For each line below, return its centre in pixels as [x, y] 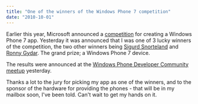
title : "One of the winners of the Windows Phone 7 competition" [88, 12]
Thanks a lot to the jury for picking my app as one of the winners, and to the [99, 82]
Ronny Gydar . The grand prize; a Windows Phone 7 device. [78, 53]
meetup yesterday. [29, 70]
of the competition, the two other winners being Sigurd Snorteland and [92, 46]
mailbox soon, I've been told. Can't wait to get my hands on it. [82, 95]
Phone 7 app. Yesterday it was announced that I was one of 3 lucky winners [99, 40]
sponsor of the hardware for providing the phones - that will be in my [90, 88]
